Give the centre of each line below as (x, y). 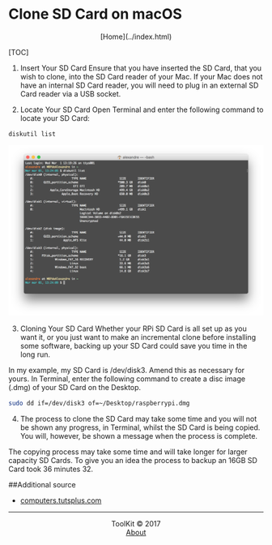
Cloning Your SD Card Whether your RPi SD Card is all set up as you (133, 328)
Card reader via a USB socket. (70, 93)
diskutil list (32, 134)
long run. (35, 354)
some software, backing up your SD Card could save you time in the (134, 345)
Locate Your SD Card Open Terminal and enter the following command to (142, 109)
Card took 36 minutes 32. (51, 469)
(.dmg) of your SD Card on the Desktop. (75, 387)
